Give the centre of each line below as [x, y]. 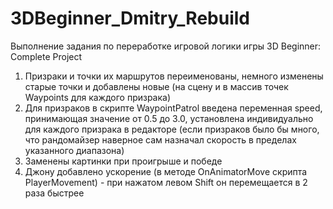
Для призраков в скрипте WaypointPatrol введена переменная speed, [173, 108]
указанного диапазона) [74, 150]
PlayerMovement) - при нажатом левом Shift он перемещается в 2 [166, 182]
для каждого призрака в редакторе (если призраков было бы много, [172, 129]
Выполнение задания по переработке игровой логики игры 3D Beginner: [166, 46]
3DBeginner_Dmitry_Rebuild [130, 18]
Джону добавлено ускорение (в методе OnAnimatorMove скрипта [166, 171]
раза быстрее [54, 193]
